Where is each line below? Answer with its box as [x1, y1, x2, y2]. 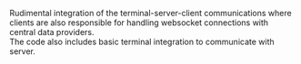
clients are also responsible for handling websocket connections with [9, 17, 269, 28]
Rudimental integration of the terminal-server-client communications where [9, 8, 293, 18]
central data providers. [9, 27, 95, 37]
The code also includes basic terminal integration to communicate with [9, 36, 275, 47]
